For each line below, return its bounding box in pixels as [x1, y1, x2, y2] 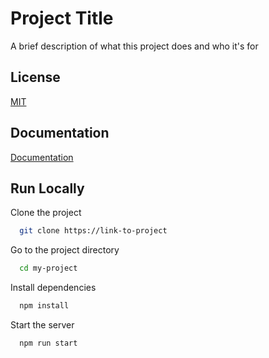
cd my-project [19, 263, 78, 274]
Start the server [10, 319, 75, 331]
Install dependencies [10, 282, 97, 294]
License [10, 69, 61, 86]
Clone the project [10, 207, 82, 219]
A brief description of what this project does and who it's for [10, 40, 259, 52]
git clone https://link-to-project [19, 226, 168, 236]
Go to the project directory [10, 244, 120, 256]
